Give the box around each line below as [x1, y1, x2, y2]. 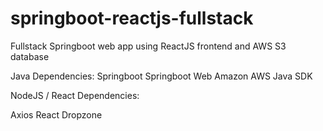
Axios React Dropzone [10, 108, 103, 121]
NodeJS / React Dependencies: [10, 89, 140, 101]
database [10, 50, 50, 62]
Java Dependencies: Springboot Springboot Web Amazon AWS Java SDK [10, 70, 313, 82]
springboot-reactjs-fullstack [10, 7, 254, 30]
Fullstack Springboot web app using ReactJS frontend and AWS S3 [10, 40, 287, 52]
